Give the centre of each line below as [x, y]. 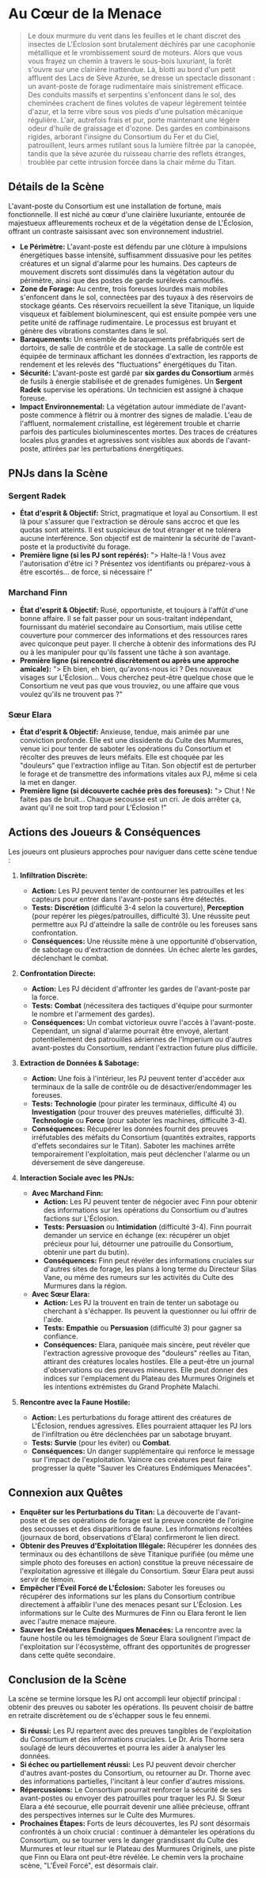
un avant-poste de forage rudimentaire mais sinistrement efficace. [135, 86]
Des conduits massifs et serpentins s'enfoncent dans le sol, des [131, 94]
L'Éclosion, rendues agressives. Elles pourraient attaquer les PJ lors [141, 1426]
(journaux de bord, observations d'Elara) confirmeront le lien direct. [130, 1537]
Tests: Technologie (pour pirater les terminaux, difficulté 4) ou [134, 1103]
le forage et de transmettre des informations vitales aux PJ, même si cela [138, 774]
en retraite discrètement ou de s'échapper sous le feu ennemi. [110, 1716]
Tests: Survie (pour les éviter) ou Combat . [101, 1442]
